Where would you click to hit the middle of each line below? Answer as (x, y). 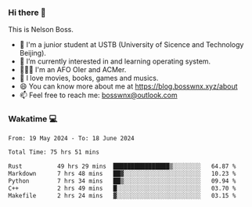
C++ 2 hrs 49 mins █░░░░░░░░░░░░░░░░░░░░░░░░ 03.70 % (122, 188)
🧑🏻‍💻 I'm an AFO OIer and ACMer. (73, 70)
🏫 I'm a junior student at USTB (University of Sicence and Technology (131, 45)
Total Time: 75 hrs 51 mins (54, 152)
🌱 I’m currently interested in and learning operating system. (115, 61)
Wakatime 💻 (33, 119)
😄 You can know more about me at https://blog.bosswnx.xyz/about (128, 86)
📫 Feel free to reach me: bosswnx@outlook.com (98, 95)
